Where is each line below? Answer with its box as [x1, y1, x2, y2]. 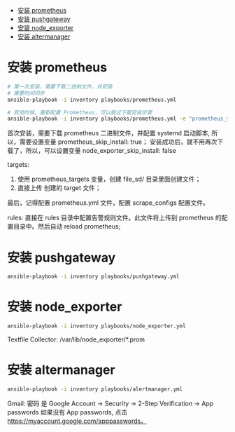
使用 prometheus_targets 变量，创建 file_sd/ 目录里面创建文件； [17, 175, 201, 184]
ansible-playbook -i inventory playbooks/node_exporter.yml [7, 323, 187, 330]
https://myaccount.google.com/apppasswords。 [7, 417, 147, 425]
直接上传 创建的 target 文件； [17, 184, 101, 192]
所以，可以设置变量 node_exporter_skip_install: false [25, 147, 176, 155]
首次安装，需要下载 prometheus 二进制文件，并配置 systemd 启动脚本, [7, 129, 210, 137]
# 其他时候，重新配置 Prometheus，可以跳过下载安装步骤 [7, 109, 152, 116]
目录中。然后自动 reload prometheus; [13, 222, 121, 231]
